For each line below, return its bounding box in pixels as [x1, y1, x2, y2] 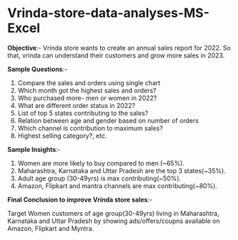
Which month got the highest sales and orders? [17, 86, 157, 94]
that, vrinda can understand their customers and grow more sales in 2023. [7, 51, 225, 60]
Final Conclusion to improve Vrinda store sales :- [7, 195, 153, 204]
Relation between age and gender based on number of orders [17, 116, 199, 125]
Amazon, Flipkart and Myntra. [7, 224, 94, 232]
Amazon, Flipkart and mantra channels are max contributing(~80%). [17, 181, 218, 190]
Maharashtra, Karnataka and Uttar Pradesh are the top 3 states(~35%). [17, 166, 226, 175]
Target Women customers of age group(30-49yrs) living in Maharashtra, [7, 209, 220, 217]
